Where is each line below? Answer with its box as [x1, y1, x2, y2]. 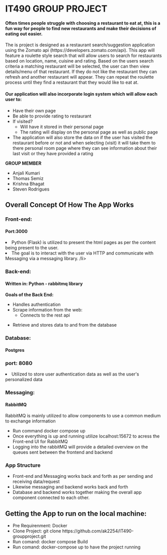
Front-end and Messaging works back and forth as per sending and [12, 473, 153, 479]
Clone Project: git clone [12, 528, 61, 534]
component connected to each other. [12, 495, 90, 501]
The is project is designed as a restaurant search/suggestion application [5, 42, 155, 48]
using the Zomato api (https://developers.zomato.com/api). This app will [5, 47, 155, 53]
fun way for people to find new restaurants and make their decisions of [5, 25, 156, 31]
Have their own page [12, 107, 56, 113]
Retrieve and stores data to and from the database [12, 322, 117, 328]
